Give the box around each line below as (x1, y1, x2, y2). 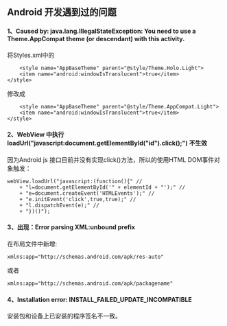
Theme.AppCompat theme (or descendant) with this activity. (7, 34, 185, 43)
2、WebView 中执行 (7, 130, 64, 139)
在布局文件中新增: (7, 240, 58, 248)
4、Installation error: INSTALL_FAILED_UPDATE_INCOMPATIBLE (7, 295, 192, 303)
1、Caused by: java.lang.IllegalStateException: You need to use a (7, 27, 196, 35)
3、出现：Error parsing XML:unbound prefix (7, 223, 136, 231)
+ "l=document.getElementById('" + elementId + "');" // (19, 184, 186, 191)
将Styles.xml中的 (7, 51, 55, 59)
